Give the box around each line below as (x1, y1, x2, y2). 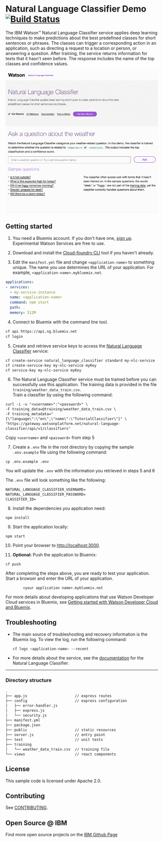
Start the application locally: (12, 523, 69, 530)
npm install (5, 515, 30, 520)
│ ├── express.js (5, 708, 45, 713)
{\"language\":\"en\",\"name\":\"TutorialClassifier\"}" (5, 416, 123, 421)
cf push (5, 562, 21, 567)
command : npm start (10, 300, 49, 305)
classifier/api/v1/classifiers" (5, 426, 71, 431)
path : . (10, 305, 26, 310)
